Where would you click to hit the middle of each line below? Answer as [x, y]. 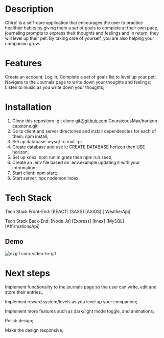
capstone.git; [25, 126]
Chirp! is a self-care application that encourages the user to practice [74, 23]
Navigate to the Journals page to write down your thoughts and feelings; [78, 82]
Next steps [28, 273]
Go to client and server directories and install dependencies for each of [84, 131]
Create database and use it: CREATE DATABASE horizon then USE [79, 147]
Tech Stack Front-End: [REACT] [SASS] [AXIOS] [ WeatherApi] [68, 211]
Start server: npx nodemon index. [46, 178]
